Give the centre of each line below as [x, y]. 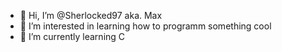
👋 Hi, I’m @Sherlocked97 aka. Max [91, 15]
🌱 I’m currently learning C [72, 36]
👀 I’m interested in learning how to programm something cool [145, 26]
